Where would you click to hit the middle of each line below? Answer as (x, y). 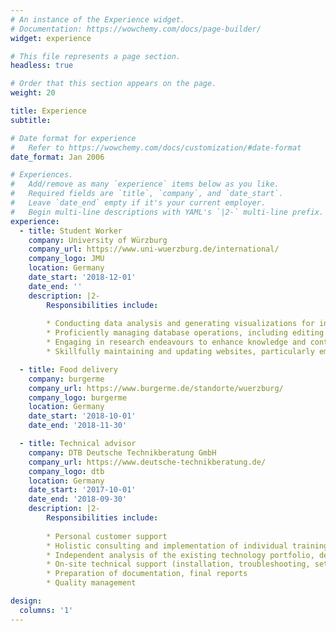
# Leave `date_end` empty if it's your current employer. (138, 203)
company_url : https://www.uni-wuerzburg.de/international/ (154, 249)
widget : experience (51, 38)
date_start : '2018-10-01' (82, 416)
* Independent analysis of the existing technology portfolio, (180, 555)
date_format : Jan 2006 (57, 157)
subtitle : (31, 120)
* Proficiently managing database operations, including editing (185, 333)
